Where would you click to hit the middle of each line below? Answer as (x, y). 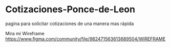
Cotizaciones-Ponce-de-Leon (70, 9)
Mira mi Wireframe (25, 33)
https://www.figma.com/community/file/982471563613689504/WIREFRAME (85, 39)
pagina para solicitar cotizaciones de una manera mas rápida (70, 24)
